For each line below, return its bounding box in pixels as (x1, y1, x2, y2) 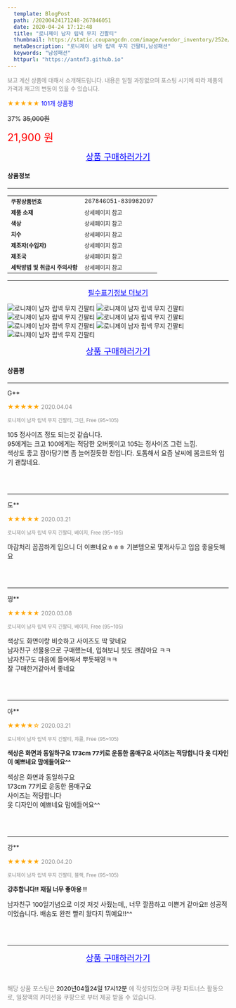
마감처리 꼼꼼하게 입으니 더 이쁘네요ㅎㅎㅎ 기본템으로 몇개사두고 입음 (7, 543, 200, 551)
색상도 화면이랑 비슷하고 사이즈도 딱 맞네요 (7, 637, 127, 646)
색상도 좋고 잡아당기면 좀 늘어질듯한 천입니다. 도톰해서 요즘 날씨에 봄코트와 (7, 449, 218, 457)
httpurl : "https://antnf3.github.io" (13, 56, 124, 63)
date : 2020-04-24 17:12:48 (13, 23, 93, 30)
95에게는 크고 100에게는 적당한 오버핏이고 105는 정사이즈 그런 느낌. (7, 440, 198, 448)
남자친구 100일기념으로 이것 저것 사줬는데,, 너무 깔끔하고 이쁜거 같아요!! (7, 901, 209, 909)
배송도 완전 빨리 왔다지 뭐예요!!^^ (39, 910, 133, 918)
